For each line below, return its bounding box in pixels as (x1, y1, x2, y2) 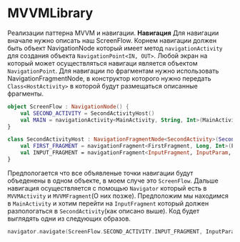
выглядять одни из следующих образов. (7, 214, 131, 223)
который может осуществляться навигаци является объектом (7, 59, 198, 67)
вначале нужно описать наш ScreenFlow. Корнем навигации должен (7, 36, 216, 44)
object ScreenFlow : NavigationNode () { (7, 103, 130, 110)
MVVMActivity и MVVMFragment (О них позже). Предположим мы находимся (7, 191, 229, 200)
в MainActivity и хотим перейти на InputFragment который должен (7, 198, 209, 208)
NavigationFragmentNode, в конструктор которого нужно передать (7, 74, 211, 83)
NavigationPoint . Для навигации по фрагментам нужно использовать (7, 66, 219, 75)
